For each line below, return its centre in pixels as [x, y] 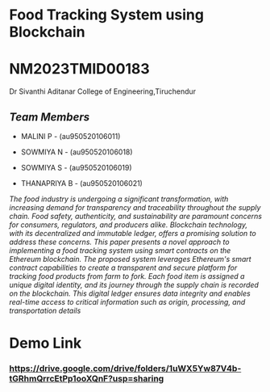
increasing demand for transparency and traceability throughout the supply [135, 207]
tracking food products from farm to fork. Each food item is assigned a [127, 276]
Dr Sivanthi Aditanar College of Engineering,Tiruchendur [103, 91]
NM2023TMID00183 [79, 69]
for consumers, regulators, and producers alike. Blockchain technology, [129, 225]
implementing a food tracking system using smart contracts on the [120, 250]
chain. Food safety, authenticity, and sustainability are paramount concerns [136, 216]
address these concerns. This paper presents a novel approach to [119, 242]
